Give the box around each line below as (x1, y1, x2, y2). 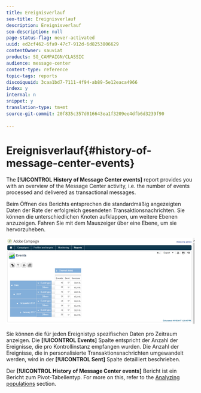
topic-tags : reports (6, 72, 58, 79)
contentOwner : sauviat (6, 48, 63, 54)
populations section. (6, 380, 57, 387)
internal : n (6, 92, 36, 98)
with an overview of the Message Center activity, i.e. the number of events (6, 183, 190, 190)
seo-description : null (6, 29, 63, 35)
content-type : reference (6, 66, 68, 72)
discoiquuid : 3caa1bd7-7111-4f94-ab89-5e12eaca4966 (6, 79, 138, 85)
